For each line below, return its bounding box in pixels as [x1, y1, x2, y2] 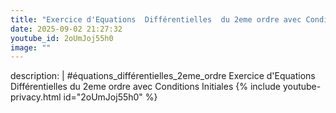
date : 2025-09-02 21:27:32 [10, 24, 123, 34]
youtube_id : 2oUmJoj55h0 [10, 33, 114, 43]
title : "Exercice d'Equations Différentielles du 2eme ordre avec [10, 14, 302, 25]
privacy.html [10, 91, 62, 103]
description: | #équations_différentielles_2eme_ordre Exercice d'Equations [10, 70, 316, 82]
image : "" [10, 42, 52, 53]
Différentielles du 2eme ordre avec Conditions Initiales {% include [10, 81, 281, 93]
